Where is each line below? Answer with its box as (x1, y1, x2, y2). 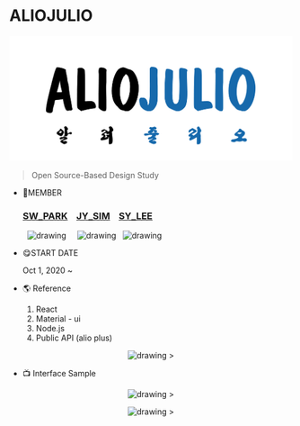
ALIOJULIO (9, 5, 93, 26)
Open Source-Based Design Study (31, 170, 160, 181)
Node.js (35, 323, 66, 334)
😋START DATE (22, 248, 79, 258)
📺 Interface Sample (22, 368, 97, 379)
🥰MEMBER (22, 187, 63, 198)
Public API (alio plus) (35, 332, 113, 343)
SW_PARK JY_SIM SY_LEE (22, 210, 153, 222)
